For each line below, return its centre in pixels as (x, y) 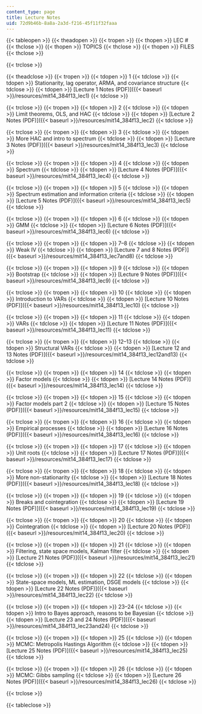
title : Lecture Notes (33, 18)
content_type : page (31, 12)
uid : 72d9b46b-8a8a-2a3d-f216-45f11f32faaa (62, 23)
